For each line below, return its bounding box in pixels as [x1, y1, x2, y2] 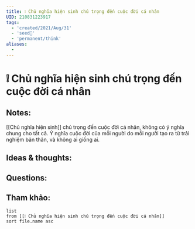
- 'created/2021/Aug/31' [11, 25, 72, 31]
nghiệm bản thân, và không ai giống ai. [6, 136, 100, 143]
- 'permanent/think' [11, 36, 61, 42]
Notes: [6, 108, 31, 118]
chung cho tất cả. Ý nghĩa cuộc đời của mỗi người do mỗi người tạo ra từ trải [6, 129, 190, 136]
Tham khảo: [6, 193, 51, 203]
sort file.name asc [6, 218, 54, 224]
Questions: [6, 173, 47, 183]
